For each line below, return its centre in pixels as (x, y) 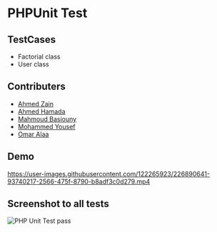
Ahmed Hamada (41, 111)
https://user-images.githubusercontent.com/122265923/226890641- (109, 173)
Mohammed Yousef (47, 126)
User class (34, 64)
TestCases (32, 40)
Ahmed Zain (35, 104)
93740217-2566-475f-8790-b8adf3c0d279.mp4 (79, 181)
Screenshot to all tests (58, 204)
